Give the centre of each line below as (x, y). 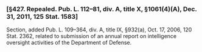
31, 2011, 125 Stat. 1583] (42, 16)
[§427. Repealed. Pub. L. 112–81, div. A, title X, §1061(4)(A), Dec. (102, 9)
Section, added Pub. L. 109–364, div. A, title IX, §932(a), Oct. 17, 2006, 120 (99, 30)
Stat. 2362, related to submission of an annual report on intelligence (92, 36)
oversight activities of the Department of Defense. (69, 43)
